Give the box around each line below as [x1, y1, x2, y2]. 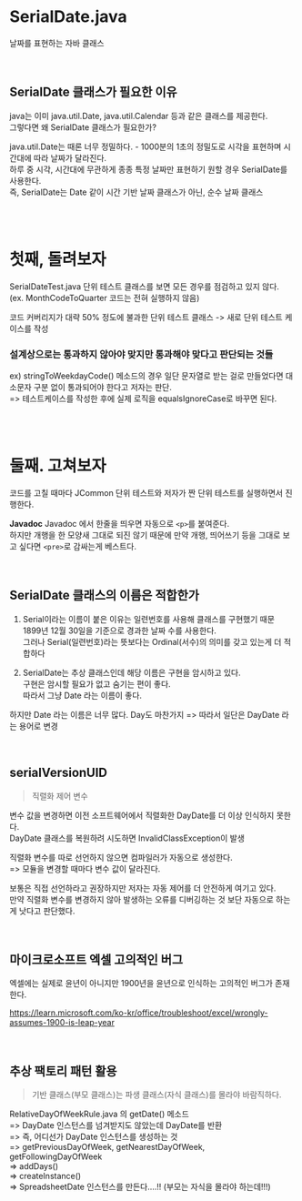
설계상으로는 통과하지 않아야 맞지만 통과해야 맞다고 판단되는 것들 [9, 348, 274, 360]
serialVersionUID [9, 765, 107, 781]
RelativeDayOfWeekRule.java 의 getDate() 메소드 [9, 1108, 189, 1120]
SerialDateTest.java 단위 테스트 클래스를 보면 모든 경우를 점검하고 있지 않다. [9, 280, 280, 292]
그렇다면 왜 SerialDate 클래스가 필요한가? [9, 121, 157, 133]
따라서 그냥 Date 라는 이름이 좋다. [22, 690, 143, 701]
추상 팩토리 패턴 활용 [9, 1063, 117, 1079]
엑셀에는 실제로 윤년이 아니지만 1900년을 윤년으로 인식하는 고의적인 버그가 [9, 978, 273, 989]
